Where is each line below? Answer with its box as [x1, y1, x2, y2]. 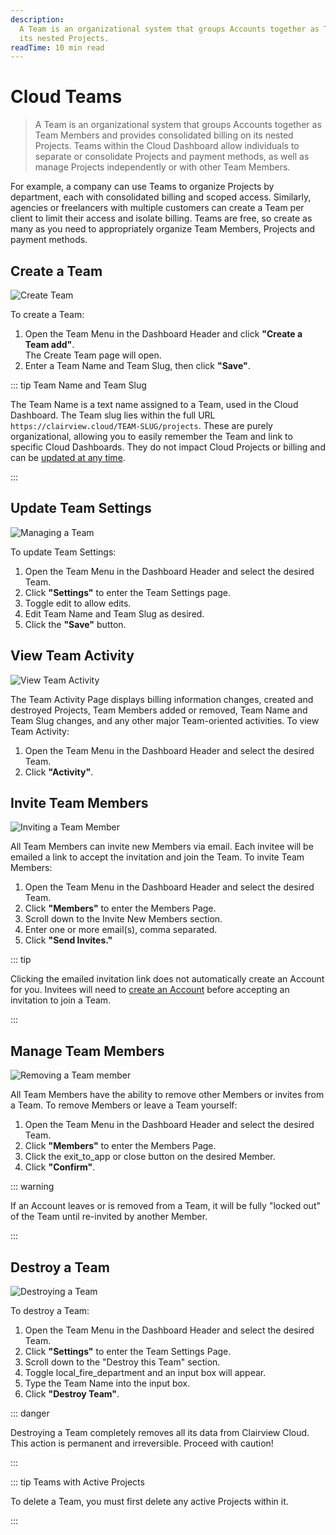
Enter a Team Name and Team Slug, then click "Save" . [24, 360, 251, 371]
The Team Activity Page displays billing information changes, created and [10, 693, 314, 705]
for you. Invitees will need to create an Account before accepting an [10, 984, 290, 996]
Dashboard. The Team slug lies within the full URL [10, 409, 216, 421]
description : [10, 14, 65, 25]
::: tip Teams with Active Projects [10, 1476, 145, 1488]
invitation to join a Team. [10, 994, 112, 1006]
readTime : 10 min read [10, 42, 105, 53]
